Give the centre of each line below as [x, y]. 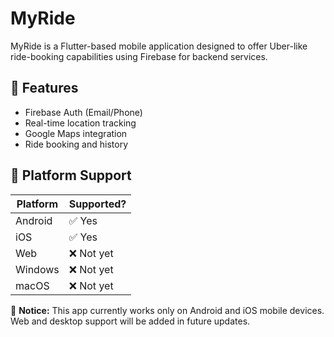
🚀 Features [44, 88]
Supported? [97, 204]
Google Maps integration [76, 133]
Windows [37, 269]
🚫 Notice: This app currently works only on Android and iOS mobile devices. [167, 310]
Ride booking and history [76, 144]
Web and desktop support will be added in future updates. [130, 321]
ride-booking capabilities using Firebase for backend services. [139, 56]
